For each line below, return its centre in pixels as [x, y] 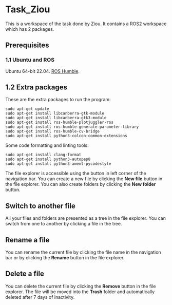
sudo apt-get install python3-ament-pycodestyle [58, 164]
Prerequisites [27, 45]
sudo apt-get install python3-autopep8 [48, 159]
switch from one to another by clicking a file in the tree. [64, 224]
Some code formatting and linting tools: [47, 145]
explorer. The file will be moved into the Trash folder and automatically [80, 292]
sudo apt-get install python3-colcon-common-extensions [66, 136]
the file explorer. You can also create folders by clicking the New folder [81, 184]
